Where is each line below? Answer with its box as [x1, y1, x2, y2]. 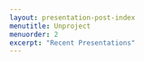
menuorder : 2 [9, 30, 59, 39]
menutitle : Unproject [9, 22, 91, 30]
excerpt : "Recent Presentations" [9, 38, 136, 48]
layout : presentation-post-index [9, 13, 136, 22]
